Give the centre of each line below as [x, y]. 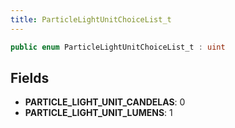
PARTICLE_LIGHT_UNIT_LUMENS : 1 [98, 113]
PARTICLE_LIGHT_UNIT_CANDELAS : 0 [105, 102]
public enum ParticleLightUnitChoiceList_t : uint [118, 47]
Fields [30, 77]
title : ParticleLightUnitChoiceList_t [91, 19]
